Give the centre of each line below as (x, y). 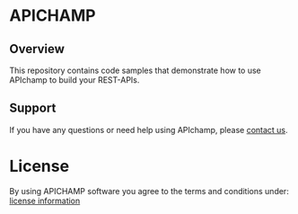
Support (33, 108)
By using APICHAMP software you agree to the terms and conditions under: (149, 191)
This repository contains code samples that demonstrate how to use (136, 70)
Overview (37, 49)
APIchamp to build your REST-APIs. (74, 80)
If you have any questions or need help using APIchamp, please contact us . (149, 129)
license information (45, 201)
